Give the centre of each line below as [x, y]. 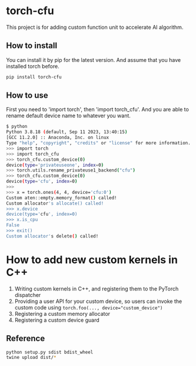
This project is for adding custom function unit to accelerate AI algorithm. [95, 27]
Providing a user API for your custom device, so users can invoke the [98, 301]
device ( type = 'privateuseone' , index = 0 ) [55, 165]
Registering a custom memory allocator [62, 314]
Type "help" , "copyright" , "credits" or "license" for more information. [99, 143]
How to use [27, 95]
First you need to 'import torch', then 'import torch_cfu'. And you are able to [98, 110]
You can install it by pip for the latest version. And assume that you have [94, 60]
